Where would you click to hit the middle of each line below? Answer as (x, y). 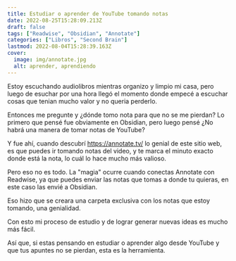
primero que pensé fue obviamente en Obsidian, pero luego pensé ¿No (110, 122)
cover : (17, 53)
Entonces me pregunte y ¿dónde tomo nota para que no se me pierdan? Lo (116, 115)
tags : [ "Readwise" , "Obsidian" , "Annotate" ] (74, 33)
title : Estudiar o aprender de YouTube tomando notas (88, 14)
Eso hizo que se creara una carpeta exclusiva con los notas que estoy (108, 200)
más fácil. (21, 229)
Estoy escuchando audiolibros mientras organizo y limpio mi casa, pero (111, 86)
